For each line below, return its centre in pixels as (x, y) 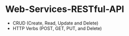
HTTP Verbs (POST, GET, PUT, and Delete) (57, 28)
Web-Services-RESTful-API (65, 9)
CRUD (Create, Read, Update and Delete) (55, 23)
